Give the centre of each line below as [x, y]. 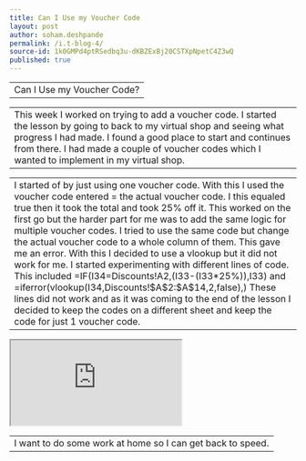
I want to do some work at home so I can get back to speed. [142, 443]
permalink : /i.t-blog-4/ [56, 43]
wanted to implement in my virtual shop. [99, 160]
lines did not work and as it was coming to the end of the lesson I [153, 299]
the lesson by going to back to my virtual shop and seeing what [149, 126]
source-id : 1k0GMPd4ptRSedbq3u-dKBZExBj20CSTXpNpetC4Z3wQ [122, 52]
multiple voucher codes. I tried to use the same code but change [152, 230]
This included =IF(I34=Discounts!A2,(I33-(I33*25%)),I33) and [150, 276]
